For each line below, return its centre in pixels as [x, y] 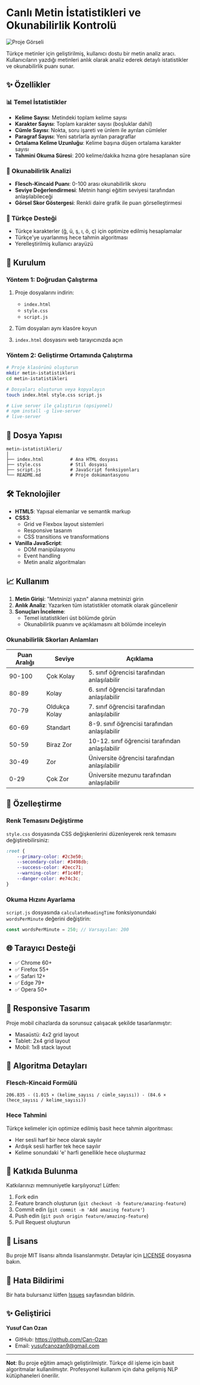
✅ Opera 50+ [31, 989]
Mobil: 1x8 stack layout [43, 1047]
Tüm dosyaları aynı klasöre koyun [56, 328]
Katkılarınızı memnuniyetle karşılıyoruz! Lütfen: [63, 1185]
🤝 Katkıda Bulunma [42, 1171]
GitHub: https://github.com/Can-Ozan [61, 1339]
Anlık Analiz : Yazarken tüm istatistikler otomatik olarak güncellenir [96, 605]
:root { [16, 851]
